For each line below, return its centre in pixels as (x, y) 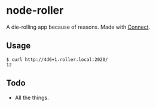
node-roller (35, 10)
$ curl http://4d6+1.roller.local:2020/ (57, 59)
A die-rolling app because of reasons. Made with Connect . (78, 27)
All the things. (32, 97)
